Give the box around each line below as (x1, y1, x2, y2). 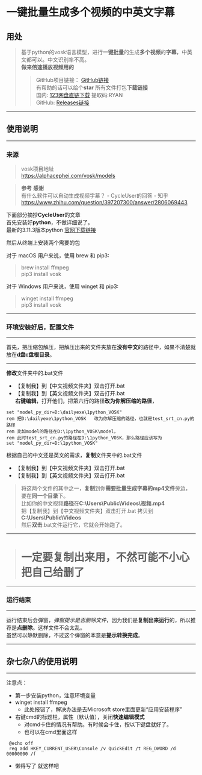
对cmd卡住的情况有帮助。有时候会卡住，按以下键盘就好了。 (23, 721, 173, 728)
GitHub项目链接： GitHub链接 (35, 77, 109, 83)
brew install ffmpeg (20, 264, 69, 271)
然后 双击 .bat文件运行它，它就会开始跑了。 (20, 521, 126, 529)
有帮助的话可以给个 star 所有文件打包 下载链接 (35, 84, 148, 91)
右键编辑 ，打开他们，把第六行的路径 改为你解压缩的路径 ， (14, 397, 158, 404)
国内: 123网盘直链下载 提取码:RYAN (35, 92, 123, 98)
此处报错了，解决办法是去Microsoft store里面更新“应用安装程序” (23, 706, 182, 713)
